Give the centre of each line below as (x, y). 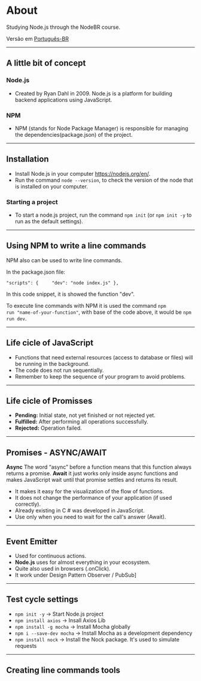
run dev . (16, 318)
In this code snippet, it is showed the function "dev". (71, 294)
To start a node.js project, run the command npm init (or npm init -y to (103, 215)
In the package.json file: (36, 272)
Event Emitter (32, 541)
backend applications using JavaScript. (63, 100)
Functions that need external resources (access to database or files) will (104, 357)
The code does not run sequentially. (59, 370)
